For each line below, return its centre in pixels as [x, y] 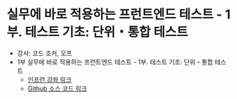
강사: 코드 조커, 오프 [44, 53]
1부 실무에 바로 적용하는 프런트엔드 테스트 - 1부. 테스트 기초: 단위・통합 [115, 62]
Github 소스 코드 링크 [57, 88]
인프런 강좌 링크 [49, 79]
